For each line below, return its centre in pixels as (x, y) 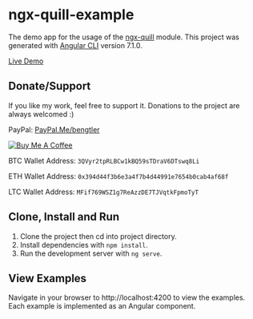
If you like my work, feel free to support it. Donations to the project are (124, 105)
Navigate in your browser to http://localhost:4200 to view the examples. (127, 297)
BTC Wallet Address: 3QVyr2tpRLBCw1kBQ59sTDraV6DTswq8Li (104, 160)
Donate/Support (50, 86)
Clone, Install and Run (64, 217)
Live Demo (26, 61)
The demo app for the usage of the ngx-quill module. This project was (124, 37)
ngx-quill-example (71, 15)
